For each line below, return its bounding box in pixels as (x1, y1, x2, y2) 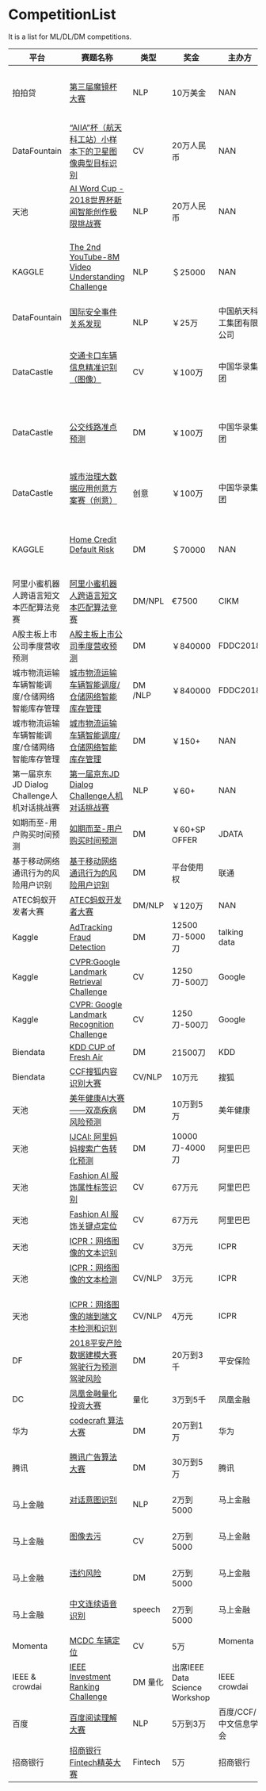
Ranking (69, 1681, 101, 1692)
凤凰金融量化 (69, 1388, 117, 1399)
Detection (69, 942, 106, 953)
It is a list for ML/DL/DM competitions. (8, 32, 132, 41)
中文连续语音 (69, 1598, 117, 1609)
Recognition (69, 1018, 115, 1030)
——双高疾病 (69, 1104, 117, 1115)
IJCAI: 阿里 (69, 1131, 110, 1142)
